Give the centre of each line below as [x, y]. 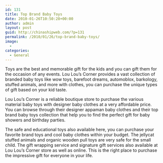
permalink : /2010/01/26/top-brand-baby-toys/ [52, 37]
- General [19, 55]
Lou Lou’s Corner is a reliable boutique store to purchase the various [74, 99]
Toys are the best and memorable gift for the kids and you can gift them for [81, 69]
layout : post [18, 28]
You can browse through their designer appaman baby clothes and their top [82, 110]
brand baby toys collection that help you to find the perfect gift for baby [78, 115]
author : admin [20, 23]
